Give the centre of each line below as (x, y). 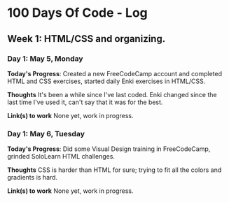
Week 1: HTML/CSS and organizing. (86, 39)
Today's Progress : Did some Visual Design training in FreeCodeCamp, (109, 149)
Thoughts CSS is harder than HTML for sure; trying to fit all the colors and (114, 170)
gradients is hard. (33, 178)
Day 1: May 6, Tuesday (46, 134)
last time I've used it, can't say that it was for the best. (85, 102)
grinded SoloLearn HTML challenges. (61, 157)
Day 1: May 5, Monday (45, 59)
